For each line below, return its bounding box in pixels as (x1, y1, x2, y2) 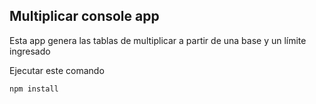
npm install (9, 84, 59, 94)
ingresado (9, 45, 51, 57)
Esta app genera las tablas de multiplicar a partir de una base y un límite (9, 34, 307, 46)
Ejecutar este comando (9, 64, 105, 76)
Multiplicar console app (9, 8, 160, 25)
